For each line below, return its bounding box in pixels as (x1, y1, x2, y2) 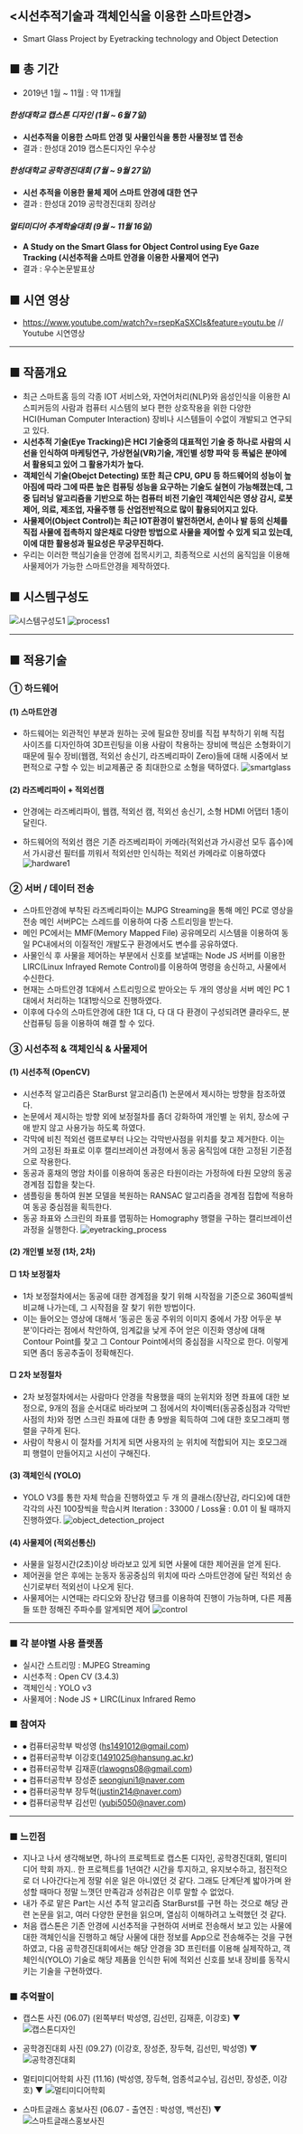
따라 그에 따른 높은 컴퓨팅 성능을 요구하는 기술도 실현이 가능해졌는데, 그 (46, 481, 293, 492)
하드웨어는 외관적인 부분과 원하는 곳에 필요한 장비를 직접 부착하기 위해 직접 (22, 728, 286, 739)
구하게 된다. (39, 1425, 81, 1436)
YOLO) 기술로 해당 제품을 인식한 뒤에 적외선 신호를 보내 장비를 (47, 1954, 267, 1965)
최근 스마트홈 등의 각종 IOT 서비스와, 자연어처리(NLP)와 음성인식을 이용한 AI (22, 391, 291, 401)
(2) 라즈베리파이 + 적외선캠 (9, 784, 105, 795)
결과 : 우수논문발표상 (22, 263, 96, 274)
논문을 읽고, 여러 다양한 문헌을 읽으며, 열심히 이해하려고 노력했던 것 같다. (32, 1909, 287, 1920)
